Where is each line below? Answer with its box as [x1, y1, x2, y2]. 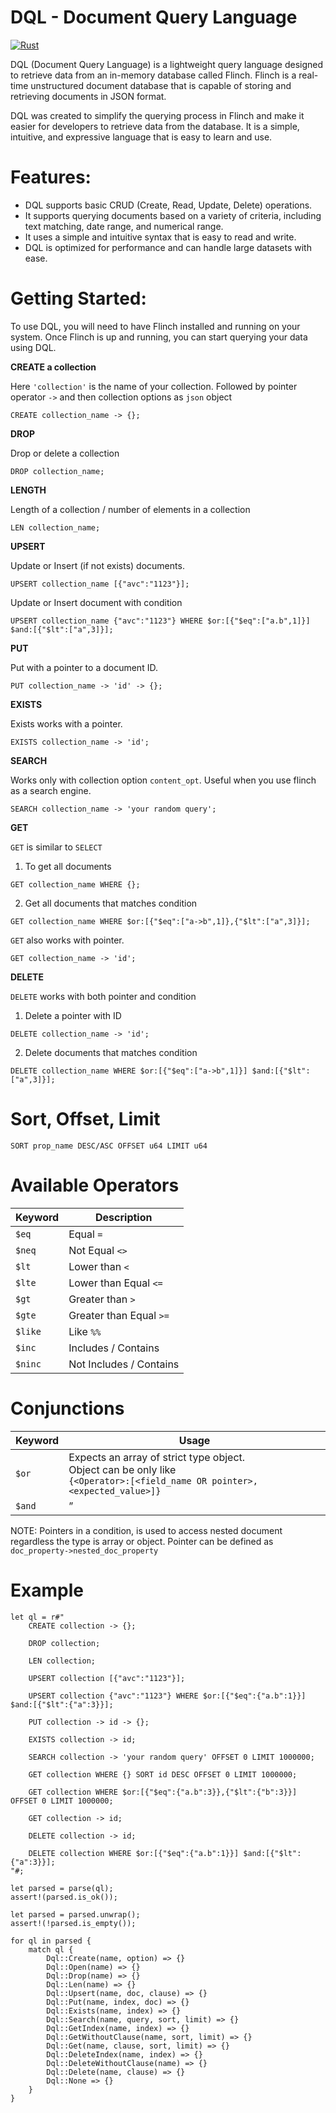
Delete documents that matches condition [24, 1046, 198, 1058]
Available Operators [10, 1174, 180, 1196]
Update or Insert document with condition [10, 596, 183, 608]
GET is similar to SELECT [10, 841, 103, 853]
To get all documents [24, 860, 112, 872]
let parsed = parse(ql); [10, 1883, 114, 1893]
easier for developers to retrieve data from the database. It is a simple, [10, 120, 300, 132]
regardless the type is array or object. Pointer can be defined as [10, 1535, 274, 1547]
